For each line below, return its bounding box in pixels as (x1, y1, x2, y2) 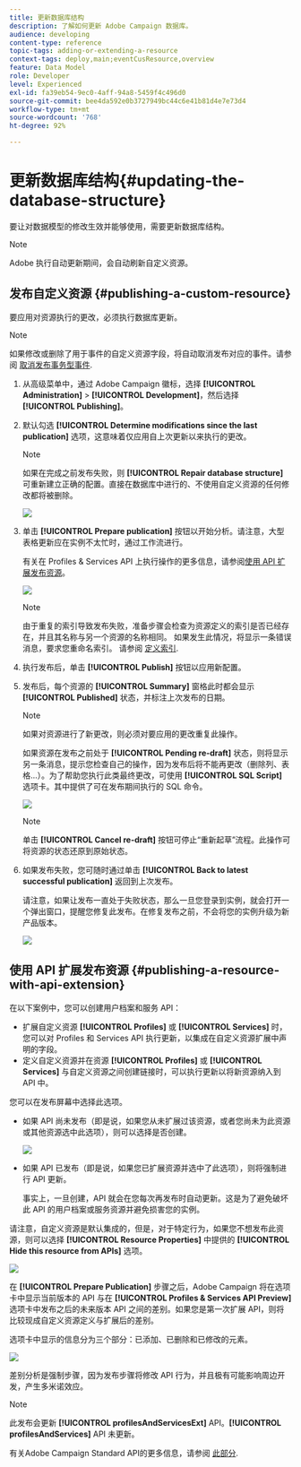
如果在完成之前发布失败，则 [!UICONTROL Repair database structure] (21, 467, 284, 478)
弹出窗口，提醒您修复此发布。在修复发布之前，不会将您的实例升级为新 (30, 906, 289, 917)
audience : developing (9, 30, 90, 39)
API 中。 (21, 1077, 54, 1088)
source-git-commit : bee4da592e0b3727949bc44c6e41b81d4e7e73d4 (9, 96, 246, 106)
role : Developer (9, 72, 70, 81)
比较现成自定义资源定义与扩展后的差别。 (9, 1315, 159, 1325)
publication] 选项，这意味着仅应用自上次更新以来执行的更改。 (21, 431, 252, 442)
